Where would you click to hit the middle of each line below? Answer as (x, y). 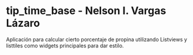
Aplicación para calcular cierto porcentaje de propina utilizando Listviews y (96, 39)
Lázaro (23, 23)
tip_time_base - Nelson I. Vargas (86, 11)
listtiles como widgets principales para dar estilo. (65, 46)
